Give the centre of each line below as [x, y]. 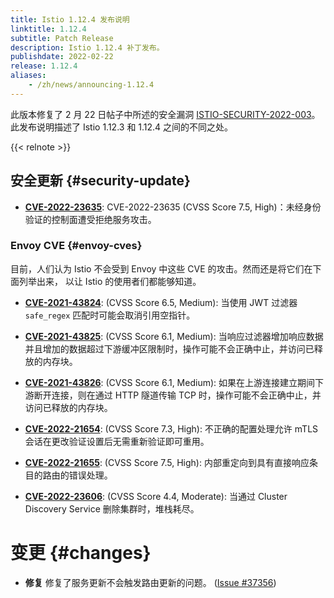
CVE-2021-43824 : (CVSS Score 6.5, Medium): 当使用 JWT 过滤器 [161, 302]
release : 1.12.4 [44, 66]
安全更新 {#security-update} [100, 181]
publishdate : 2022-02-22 [62, 57]
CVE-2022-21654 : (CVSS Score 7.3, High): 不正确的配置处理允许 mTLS [171, 428]
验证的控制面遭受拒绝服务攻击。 [90, 219]
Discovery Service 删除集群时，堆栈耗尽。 [112, 508]
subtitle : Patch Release [62, 38]
